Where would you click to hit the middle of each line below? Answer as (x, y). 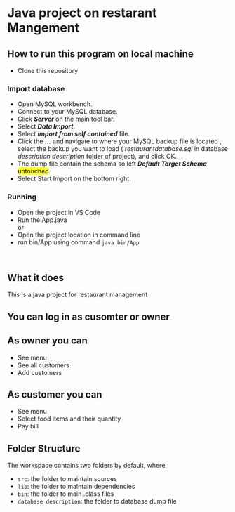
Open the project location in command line (79, 235)
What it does (36, 278)
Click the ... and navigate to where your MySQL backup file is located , (120, 141)
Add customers (40, 372)
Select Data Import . (46, 126)
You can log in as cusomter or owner (88, 316)
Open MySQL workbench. (55, 104)
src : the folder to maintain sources (67, 479)
